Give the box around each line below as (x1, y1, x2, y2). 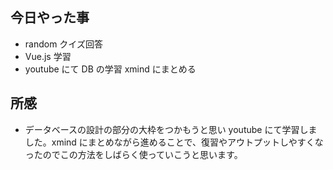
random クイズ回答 (24, 38, 103, 50)
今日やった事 (10, 9, 90, 27)
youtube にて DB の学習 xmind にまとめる (24, 63, 197, 75)
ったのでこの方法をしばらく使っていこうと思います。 (24, 148, 243, 160)
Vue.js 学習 (24, 50, 72, 62)
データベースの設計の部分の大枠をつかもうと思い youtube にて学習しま (24, 123, 318, 135)
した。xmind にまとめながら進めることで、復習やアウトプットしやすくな (24, 136, 324, 148)
